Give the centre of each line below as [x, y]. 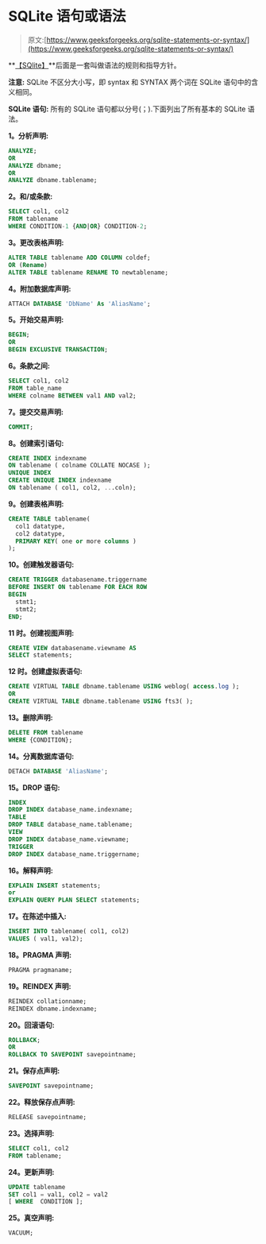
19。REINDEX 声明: [40, 986]
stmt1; [26, 602]
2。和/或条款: [31, 196]
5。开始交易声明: [36, 320]
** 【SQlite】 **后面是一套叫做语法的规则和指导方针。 [94, 65]
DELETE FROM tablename [46, 732]
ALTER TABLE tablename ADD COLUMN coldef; [79, 258]
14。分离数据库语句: [41, 756]
